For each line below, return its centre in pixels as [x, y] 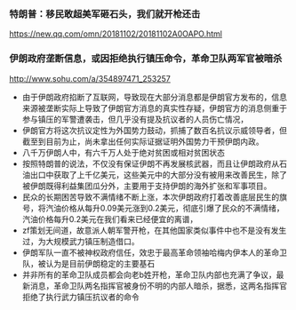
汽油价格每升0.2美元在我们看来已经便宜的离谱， [110, 219]
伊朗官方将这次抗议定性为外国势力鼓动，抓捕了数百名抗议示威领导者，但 [154, 130]
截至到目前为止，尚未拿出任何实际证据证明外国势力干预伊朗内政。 [143, 141]
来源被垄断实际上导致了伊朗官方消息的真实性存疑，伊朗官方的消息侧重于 [154, 107]
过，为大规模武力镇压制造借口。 [80, 241]
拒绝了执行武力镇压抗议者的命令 [80, 297]
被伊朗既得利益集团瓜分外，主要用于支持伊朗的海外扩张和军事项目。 [147, 186]
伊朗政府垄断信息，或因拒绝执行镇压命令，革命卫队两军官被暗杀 [146, 59]
